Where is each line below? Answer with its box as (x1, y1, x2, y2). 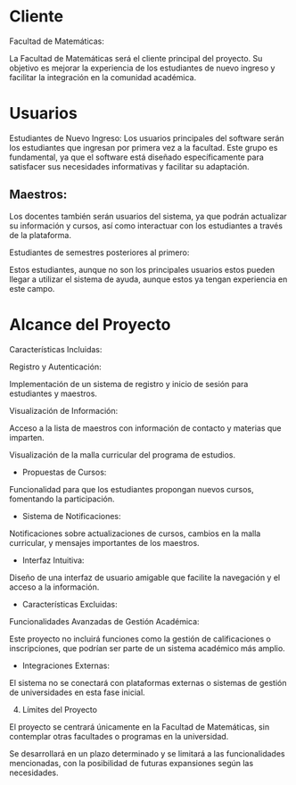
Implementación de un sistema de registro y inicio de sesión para (9, 378, 249, 389)
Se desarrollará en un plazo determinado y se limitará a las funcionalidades (9, 748, 285, 759)
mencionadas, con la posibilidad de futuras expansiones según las (9, 757, 254, 768)
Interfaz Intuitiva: (21, 555, 85, 566)
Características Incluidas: (9, 343, 103, 354)
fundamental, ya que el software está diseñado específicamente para (9, 152, 265, 162)
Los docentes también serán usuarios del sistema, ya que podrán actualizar (9, 211, 287, 221)
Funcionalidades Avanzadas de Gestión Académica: (9, 616, 200, 626)
